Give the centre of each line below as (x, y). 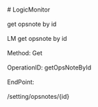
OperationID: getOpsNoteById (49, 67)
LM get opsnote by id (37, 39)
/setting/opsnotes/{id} (38, 96)
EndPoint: (21, 82)
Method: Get (25, 53)
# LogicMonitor (28, 10)
